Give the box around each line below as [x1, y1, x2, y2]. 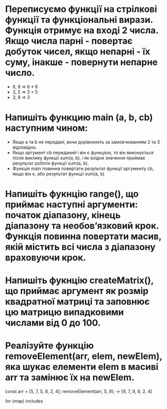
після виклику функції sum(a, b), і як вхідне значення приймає [12, 155, 145, 161]
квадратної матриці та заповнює [5, 296, 150, 308]
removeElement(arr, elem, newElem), [5, 351, 162, 362]
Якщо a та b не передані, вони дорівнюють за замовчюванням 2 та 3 [12, 139, 160, 145]
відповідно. [12, 144, 37, 150]
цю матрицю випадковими [5, 307, 124, 318]
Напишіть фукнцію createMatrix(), [5, 275, 154, 286]
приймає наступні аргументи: [5, 199, 138, 210]
